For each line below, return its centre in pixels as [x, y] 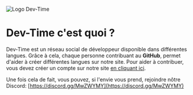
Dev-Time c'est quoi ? [60, 33]
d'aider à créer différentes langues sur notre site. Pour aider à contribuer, [95, 61]
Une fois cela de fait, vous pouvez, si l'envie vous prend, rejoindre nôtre [94, 79]
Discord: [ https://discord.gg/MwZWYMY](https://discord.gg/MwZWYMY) [95, 86]
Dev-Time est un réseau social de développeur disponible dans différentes [97, 49]
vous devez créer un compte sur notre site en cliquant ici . [76, 68]
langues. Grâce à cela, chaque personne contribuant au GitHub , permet [94, 55]
